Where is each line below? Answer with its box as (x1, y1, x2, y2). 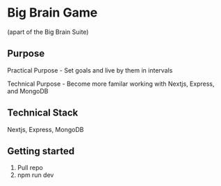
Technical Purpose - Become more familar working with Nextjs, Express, (7, 80, 215, 88)
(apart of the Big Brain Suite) (7, 28, 89, 36)
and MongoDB (7, 86, 49, 95)
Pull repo (17, 164, 43, 172)
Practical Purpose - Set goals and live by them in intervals (7, 66, 173, 74)
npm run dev (17, 171, 54, 179)
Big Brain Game (7, 5, 98, 21)
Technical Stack (7, 107, 79, 119)
